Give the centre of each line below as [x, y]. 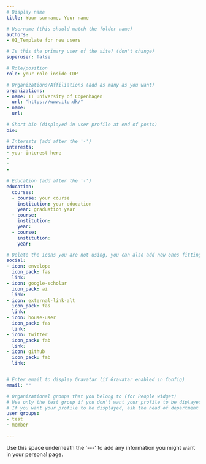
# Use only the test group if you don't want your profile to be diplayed [104, 402]
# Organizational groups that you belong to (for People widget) [91, 396]
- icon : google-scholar [37, 283]
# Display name [26, 12]
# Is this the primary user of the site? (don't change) [81, 52]
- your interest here [34, 153]
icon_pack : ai [30, 289]
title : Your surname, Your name [48, 18]
